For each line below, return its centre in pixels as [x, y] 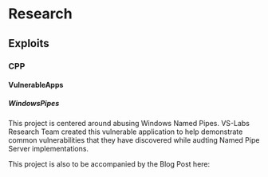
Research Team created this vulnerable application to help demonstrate [126, 132]
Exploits [29, 43]
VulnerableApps [36, 85]
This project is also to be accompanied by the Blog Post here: [109, 164]
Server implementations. [49, 149]
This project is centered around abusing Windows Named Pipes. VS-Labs [129, 124]
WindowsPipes [34, 103]
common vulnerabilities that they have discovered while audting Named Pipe [134, 140]
